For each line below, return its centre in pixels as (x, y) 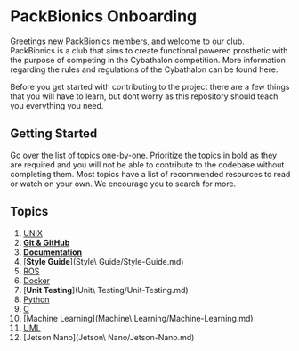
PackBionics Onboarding (104, 16)
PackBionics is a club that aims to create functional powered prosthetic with (149, 50)
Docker (36, 280)
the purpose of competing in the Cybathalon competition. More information (148, 60)
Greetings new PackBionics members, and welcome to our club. (128, 41)
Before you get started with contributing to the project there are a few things (150, 86)
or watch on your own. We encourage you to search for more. (123, 184)
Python (36, 299)
